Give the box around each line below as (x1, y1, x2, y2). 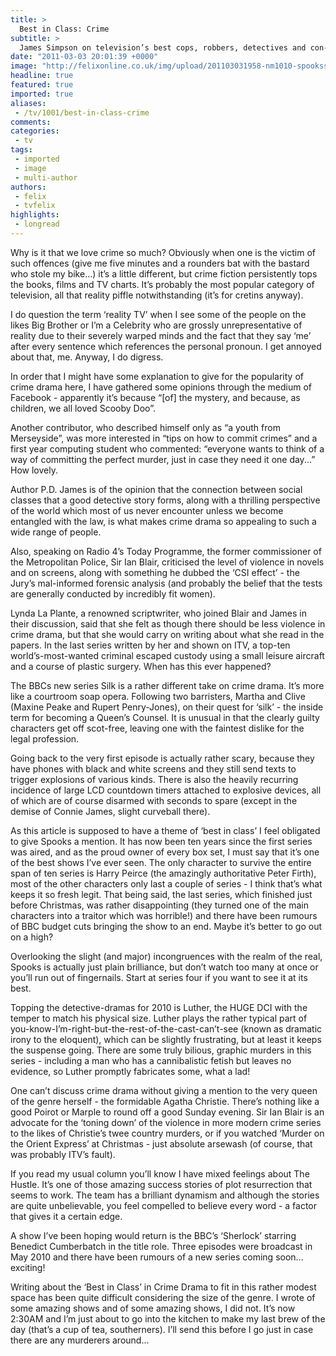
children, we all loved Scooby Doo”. (10, 402, 156, 414)
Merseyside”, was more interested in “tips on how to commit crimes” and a (10, 432, 318, 444)
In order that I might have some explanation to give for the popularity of (10, 370, 304, 382)
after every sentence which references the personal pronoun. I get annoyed (10, 340, 322, 352)
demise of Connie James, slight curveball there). (10, 805, 211, 817)
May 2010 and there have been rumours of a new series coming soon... (10, 1251, 304, 1263)
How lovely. (10, 464, 58, 476)
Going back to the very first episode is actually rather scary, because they (10, 752, 315, 764)
